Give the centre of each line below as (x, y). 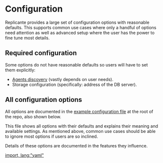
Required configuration (41, 53)
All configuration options (44, 100)
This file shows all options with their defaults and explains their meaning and (81, 126)
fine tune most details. (27, 38)
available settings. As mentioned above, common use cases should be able (80, 131)
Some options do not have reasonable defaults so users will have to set (77, 65)
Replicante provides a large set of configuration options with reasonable (77, 22)
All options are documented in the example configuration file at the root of (79, 111)
